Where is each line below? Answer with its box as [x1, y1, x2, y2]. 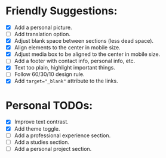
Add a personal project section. [14, 145, 92, 152]
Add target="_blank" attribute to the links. [14, 77, 118, 84]
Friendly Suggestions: [5, 4, 118, 18]
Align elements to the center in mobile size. [14, 44, 121, 51]
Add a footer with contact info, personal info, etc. [14, 58, 136, 65]
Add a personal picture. [14, 24, 72, 31]
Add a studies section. [14, 138, 70, 146]
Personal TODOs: [5, 99, 93, 112]
